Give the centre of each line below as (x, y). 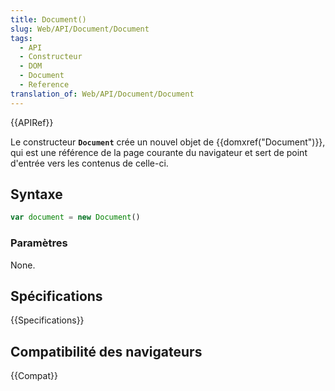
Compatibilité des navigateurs (106, 351)
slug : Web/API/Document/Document (80, 29)
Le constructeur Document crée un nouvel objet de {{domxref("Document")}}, (168, 142)
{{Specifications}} (47, 320)
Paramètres (39, 243)
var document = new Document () (75, 217)
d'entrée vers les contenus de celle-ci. (89, 163)
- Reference (44, 85)
